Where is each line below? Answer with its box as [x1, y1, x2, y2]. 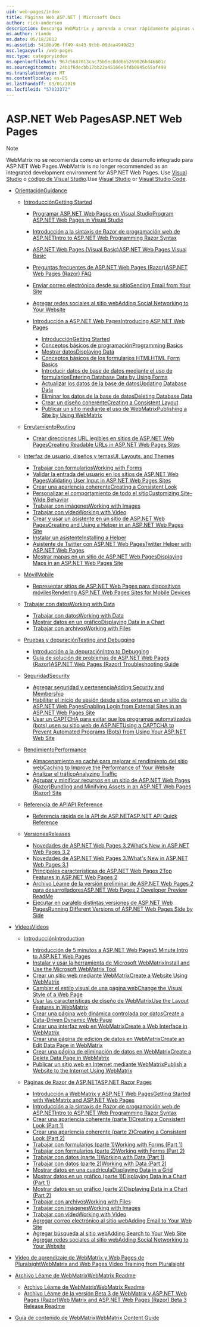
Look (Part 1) [32, 1122, 64, 1129]
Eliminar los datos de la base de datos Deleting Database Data [41, 392, 192, 400]
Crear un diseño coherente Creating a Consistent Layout [41, 398, 179, 406]
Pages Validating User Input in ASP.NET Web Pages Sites [32, 477, 171, 484]
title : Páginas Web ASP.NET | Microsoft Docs [6, 14, 121, 20]
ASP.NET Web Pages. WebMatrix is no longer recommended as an [6, 162, 168, 170]
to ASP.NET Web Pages [32, 953, 90, 960]
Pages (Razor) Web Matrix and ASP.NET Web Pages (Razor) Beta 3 [23, 1296, 187, 1303]
